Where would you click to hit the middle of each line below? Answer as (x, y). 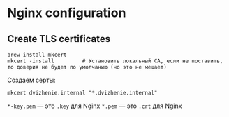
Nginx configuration (67, 13)
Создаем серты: (31, 80)
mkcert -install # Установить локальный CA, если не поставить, (115, 61)
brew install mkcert (37, 55)
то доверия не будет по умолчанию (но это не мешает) (87, 67)
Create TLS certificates (59, 39)
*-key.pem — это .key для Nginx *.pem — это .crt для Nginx (95, 106)
